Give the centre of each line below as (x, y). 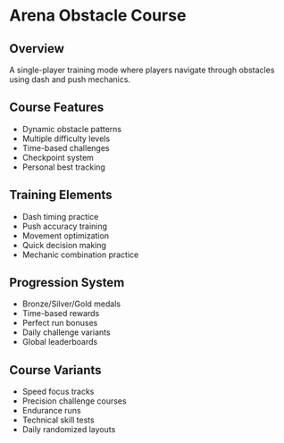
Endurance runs (52, 411)
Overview (37, 49)
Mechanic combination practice (80, 255)
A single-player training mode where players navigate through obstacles (142, 70)
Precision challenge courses (74, 401)
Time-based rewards (61, 313)
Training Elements (61, 195)
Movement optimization (66, 235)
